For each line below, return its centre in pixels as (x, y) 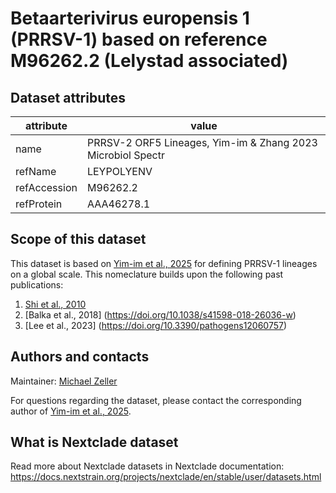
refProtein (39, 204)
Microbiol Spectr (125, 155)
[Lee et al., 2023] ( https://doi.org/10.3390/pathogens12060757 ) (156, 325)
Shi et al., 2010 (55, 304)
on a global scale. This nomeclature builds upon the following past (147, 274)
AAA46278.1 (118, 204)
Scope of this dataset (78, 239)
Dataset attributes (68, 97)
